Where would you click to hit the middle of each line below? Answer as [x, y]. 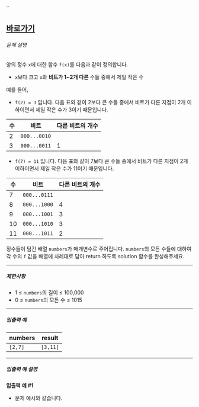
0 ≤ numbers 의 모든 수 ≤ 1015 [48, 300]
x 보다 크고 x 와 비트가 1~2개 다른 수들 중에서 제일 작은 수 [79, 77]
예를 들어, [17, 89]
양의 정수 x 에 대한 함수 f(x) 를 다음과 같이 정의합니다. [67, 64]
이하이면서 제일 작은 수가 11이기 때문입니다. [64, 168]
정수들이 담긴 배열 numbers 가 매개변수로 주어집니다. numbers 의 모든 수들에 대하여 [99, 249]
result [50, 338]
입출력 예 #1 [20, 385]
